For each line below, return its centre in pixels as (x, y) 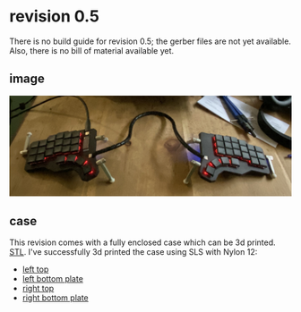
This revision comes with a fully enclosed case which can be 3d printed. (142, 242)
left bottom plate (52, 279)
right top (38, 289)
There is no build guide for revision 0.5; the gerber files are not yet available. (150, 41)
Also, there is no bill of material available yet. (92, 50)
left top (35, 269)
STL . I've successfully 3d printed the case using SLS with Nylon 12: (133, 252)
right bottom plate (55, 298)
